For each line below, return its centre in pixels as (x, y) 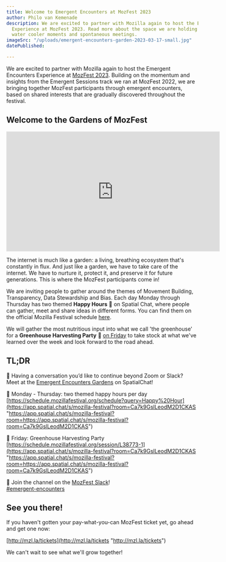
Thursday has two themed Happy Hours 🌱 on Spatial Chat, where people (98, 304)
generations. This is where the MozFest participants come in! (83, 279)
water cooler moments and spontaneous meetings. (75, 35)
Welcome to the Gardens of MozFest (77, 120)
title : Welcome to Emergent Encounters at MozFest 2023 (79, 12)
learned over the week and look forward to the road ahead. (80, 342)
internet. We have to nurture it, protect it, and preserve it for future (90, 273)
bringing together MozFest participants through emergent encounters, (94, 88)
